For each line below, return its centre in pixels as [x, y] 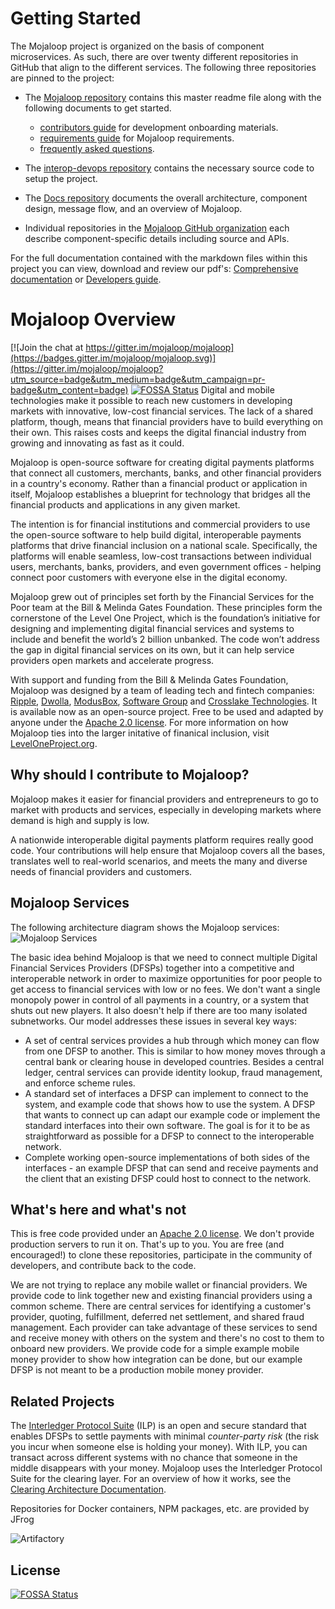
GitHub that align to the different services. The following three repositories [163, 67]
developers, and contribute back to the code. [103, 1266]
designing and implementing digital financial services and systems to [152, 628]
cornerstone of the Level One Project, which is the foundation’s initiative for [165, 618]
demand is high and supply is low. [80, 820]
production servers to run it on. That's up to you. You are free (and [147, 1244]
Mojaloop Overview [93, 319]
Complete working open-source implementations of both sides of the [167, 1157]
